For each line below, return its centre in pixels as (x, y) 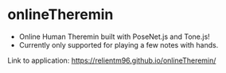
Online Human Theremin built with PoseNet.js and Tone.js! (114, 36)
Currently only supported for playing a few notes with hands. (119, 44)
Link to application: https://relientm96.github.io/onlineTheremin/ (112, 60)
